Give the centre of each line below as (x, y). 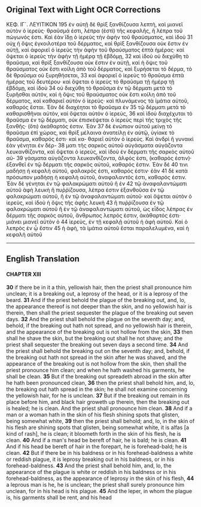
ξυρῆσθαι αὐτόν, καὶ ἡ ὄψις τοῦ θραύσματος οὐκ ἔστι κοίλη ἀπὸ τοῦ (91, 94)
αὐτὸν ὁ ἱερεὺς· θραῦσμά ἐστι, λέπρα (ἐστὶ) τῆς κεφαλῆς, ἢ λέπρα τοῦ (95, 31)
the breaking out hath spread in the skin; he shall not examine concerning (97, 390)
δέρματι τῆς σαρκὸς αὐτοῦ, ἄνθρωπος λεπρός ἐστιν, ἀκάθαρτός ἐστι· (94, 215)
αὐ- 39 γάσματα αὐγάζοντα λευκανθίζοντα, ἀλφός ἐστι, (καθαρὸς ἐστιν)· (99, 158)
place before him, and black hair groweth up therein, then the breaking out (98, 402)
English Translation (43, 259)
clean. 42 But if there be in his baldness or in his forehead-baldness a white (100, 453)
